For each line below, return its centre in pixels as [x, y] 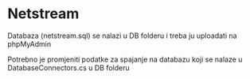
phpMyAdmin [29, 43]
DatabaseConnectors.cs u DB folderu [69, 67]
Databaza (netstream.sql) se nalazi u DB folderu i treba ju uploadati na [122, 36]
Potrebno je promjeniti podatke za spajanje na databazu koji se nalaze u [125, 59]
